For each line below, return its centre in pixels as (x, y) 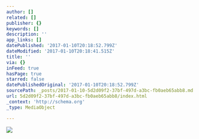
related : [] (21, 18)
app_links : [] (24, 40)
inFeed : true (23, 68)
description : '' (27, 34)
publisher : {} (24, 23)
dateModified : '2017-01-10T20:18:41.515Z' (60, 51)
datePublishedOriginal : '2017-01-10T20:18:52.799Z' (73, 85)
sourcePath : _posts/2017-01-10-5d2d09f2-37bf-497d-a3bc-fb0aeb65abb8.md (100, 91)
